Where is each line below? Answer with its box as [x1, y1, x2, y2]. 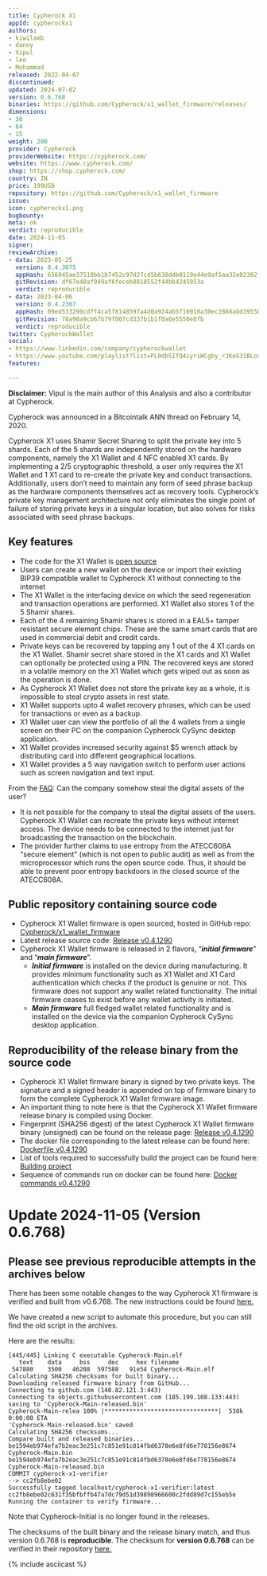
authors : [8, 26, 37, 34]
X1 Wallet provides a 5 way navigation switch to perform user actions [19, 759, 246, 769]
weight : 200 [8, 137, 48, 146]
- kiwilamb [8, 33, 44, 42]
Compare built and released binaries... [8, 1435, 145, 1443]
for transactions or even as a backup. [19, 708, 142, 718]
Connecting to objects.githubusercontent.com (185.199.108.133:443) [8, 1394, 240, 1402]
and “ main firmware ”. [19, 953, 92, 962]
